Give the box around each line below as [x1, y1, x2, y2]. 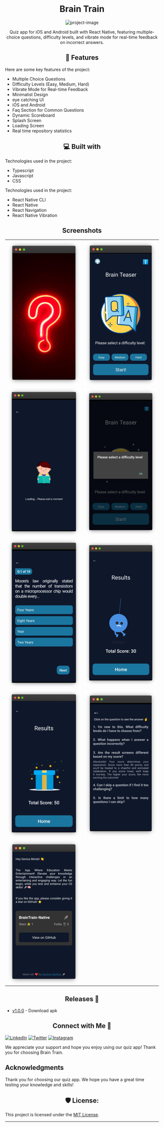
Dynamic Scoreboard [12, 112, 55, 118]
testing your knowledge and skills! [5, 1082, 74, 1087]
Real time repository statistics [12, 128, 72, 134]
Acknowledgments [5, 1064, 64, 1072]
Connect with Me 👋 [52, 1022, 112, 1030]
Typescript [12, 167, 34, 173]
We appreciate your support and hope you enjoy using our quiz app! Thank [5, 1044, 156, 1050]
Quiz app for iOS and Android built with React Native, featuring [9, 29, 136, 35]
